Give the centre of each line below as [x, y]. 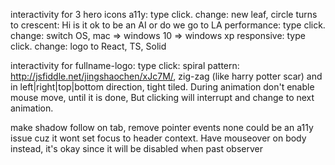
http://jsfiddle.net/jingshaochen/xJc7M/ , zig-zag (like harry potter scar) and [166, 76]
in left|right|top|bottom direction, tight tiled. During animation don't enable [162, 87]
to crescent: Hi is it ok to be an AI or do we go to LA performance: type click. [168, 25]
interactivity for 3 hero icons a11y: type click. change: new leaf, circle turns [164, 14]
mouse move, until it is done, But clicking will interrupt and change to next [162, 97]
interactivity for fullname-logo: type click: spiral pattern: [125, 65]
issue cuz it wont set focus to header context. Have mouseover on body [158, 138]
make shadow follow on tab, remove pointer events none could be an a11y [162, 127]
